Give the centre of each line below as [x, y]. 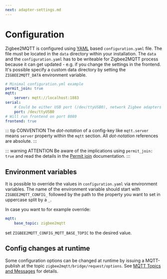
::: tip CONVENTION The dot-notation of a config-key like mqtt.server [77, 131]
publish [13, 266]
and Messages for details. [32, 271]
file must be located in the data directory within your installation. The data [81, 53]
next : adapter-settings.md [33, 10]
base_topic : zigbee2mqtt [40, 223]
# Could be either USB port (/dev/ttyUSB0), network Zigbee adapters [88, 107]
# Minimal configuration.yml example [44, 84]
